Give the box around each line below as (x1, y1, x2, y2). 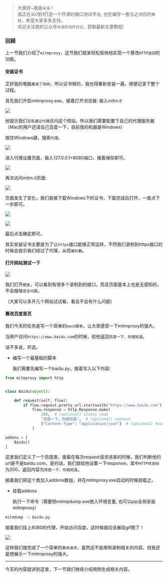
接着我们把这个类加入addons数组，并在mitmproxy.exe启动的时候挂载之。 (5, 477, 156, 483)
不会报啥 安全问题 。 (5, 287, 42, 294)
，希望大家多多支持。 (21, 18, 65, 23)
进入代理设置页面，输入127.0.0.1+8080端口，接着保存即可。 (5, 155, 128, 161)
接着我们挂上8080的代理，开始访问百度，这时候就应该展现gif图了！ (5, 524, 144, 531)
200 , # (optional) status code (40, 412, 108, 417)
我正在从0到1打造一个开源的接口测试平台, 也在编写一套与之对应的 (17, 11, 152, 17)
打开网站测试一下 (5, 260, 40, 266)
